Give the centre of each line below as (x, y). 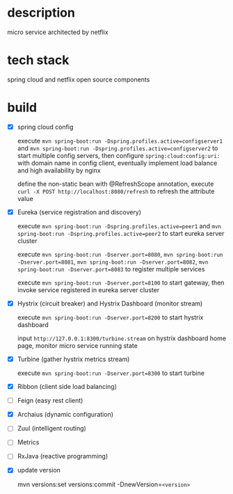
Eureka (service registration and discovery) (79, 212)
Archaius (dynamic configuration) (65, 415)
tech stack (38, 60)
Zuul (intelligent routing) (52, 429)
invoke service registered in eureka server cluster (88, 289)
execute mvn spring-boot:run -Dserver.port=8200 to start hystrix (110, 317)
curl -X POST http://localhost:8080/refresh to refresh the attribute (116, 191)
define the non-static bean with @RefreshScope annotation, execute (115, 184)
